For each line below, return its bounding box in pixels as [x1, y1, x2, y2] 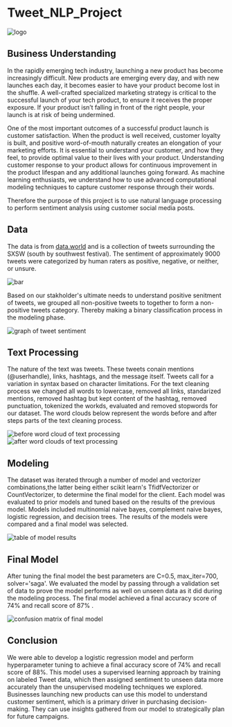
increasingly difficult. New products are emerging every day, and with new [7, 73, 220, 82]
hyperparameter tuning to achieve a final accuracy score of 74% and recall [7, 660, 221, 669]
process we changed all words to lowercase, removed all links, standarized [7, 387, 222, 396]
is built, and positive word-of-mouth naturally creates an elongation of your [7, 139, 222, 147]
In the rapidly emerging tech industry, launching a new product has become [7, 66, 224, 74]
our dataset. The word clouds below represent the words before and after [7, 409, 217, 417]
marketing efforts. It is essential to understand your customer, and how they [7, 146, 224, 154]
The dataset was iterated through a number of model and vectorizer [7, 476, 201, 484]
